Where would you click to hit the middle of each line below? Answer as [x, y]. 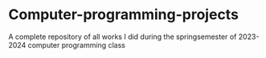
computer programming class [77, 44]
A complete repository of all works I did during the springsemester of [123, 37]
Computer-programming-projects [124, 15]
